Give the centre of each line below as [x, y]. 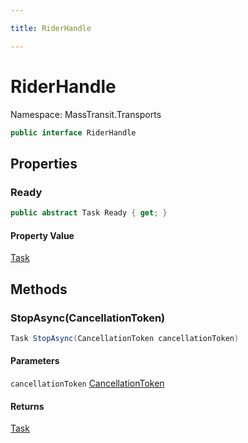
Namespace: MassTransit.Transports [86, 114]
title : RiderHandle [51, 28]
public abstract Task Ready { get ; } [89, 213]
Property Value [42, 235]
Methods [39, 289]
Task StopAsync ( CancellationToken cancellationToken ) [125, 338]
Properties [44, 163]
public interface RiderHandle [73, 132]
